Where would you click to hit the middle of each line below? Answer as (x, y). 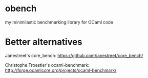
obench (21, 9)
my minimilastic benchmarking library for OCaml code (59, 22)
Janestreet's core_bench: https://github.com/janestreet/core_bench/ (74, 55)
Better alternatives (44, 42)
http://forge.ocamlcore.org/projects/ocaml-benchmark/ (61, 70)
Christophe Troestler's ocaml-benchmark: (47, 65)
